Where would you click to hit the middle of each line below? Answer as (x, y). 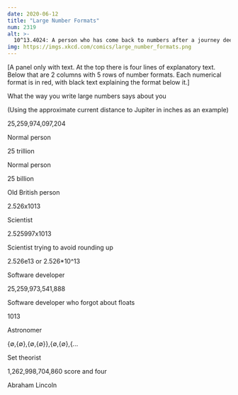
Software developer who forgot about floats (71, 302)
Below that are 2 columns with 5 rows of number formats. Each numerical (114, 75)
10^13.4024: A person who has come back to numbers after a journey (117, 40)
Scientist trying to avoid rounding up (60, 247)
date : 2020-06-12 (33, 14)
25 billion (21, 179)
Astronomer (25, 330)
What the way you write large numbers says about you (87, 96)
